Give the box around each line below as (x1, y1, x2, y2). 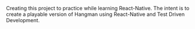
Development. (6, 17, 40, 23)
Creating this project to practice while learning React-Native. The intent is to (6, 5, 190, 11)
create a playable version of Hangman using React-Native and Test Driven (6, 11, 185, 18)
